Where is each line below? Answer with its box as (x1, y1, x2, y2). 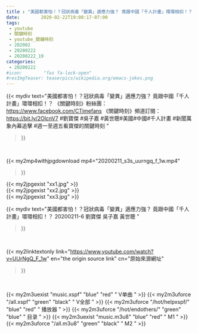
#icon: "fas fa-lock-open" (6, 70, 92, 76)
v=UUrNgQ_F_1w (6, 255, 47, 263)
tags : (6, 20, 20, 26)
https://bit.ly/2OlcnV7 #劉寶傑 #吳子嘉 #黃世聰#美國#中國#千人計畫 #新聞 (6, 115, 187, 122)
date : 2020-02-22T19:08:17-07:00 (6, 14, 109, 20)
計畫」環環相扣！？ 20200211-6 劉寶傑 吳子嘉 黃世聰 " (6, 213, 140, 220)
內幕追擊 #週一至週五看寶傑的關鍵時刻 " (11, 122, 109, 129)
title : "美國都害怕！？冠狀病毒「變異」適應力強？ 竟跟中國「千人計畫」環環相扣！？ (6, 8, 193, 15)
